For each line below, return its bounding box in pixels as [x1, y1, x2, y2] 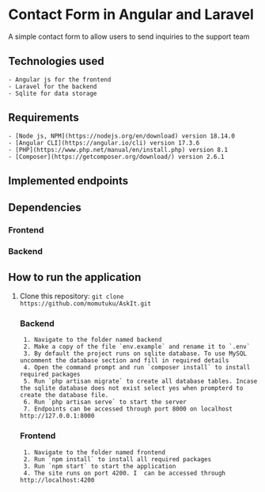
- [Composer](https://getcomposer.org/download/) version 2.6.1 [8, 153, 225, 161]
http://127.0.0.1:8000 [19, 412, 95, 420]
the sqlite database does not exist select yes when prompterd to [19, 384, 244, 392]
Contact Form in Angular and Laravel [8, 6, 255, 24]
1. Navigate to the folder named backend [23, 336, 162, 344]
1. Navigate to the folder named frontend [23, 448, 166, 456]
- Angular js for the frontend [8, 75, 112, 84]
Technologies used [8, 55, 104, 68]
